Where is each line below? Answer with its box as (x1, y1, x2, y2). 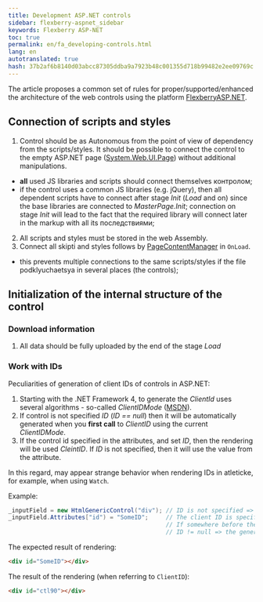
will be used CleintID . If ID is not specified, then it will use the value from (19, 444, 253, 454)
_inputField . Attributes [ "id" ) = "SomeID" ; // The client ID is (8, 513, 233, 522)
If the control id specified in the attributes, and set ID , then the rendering (19, 436, 254, 445)
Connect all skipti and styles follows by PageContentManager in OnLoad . (19, 241, 250, 251)
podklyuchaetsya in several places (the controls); (19, 265, 178, 275)
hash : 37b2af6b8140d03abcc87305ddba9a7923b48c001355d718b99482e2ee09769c (8, 63, 254, 71)
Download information (8, 323, 95, 334)
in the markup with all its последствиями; (19, 217, 155, 228)
